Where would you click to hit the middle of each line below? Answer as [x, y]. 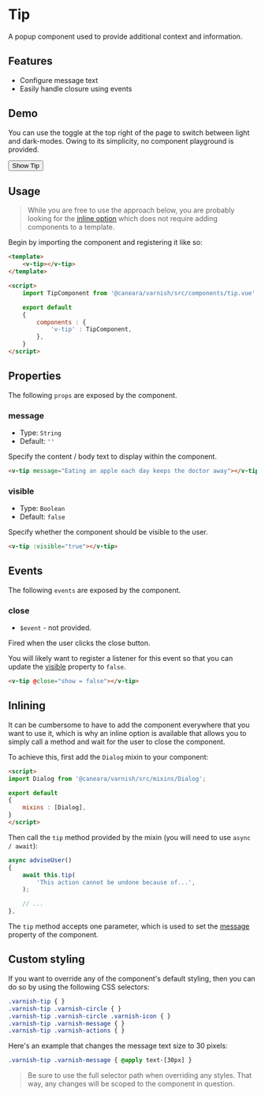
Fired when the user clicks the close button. [80, 643]
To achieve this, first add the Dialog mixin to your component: [108, 756]
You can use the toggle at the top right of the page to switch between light [129, 133]
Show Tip [26, 165]
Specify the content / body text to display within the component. [112, 456]
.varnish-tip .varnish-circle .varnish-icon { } [90, 1016]
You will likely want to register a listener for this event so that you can [121, 659]
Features [30, 61]
